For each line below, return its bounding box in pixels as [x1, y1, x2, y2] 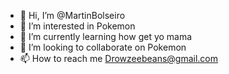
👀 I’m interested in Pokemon [19, 20, 136, 32]
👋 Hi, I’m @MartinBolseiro [19, 10, 126, 21]
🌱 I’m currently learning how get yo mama [19, 31, 193, 42]
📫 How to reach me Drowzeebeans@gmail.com [19, 53, 218, 64]
